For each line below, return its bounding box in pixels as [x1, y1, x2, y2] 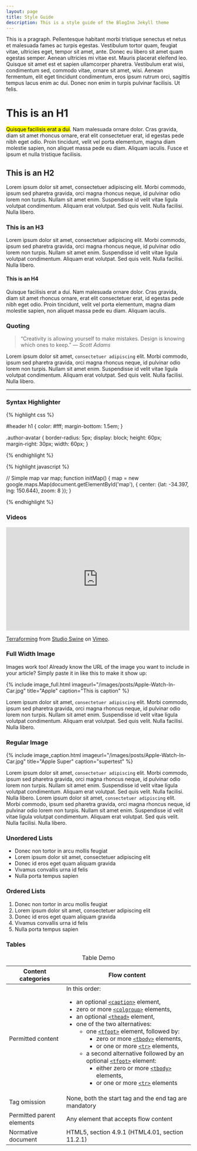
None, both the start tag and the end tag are [66, 1094, 188, 1102]
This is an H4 [6, 275, 39, 283]
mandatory [66, 1102, 97, 1110]
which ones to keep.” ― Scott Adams [20, 341, 111, 348]
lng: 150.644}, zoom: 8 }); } [6, 487, 72, 495]
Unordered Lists [6, 834, 53, 842]
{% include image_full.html [6, 681, 71, 688]
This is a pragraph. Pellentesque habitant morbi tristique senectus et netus [6, 36, 186, 43]
